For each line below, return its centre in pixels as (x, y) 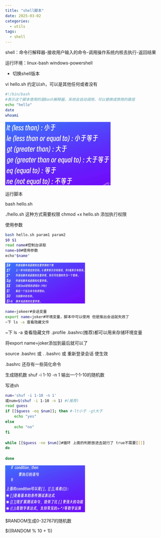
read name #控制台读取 (26, 245)
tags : (11, 32)
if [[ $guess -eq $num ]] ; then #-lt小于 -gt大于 (54, 411)
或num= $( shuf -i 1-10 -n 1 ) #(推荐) (42, 401)
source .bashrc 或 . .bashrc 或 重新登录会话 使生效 (57, 353)
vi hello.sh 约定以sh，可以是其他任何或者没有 (52, 84)
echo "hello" (19, 105)
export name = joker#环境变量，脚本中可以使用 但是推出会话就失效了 (67, 317)
